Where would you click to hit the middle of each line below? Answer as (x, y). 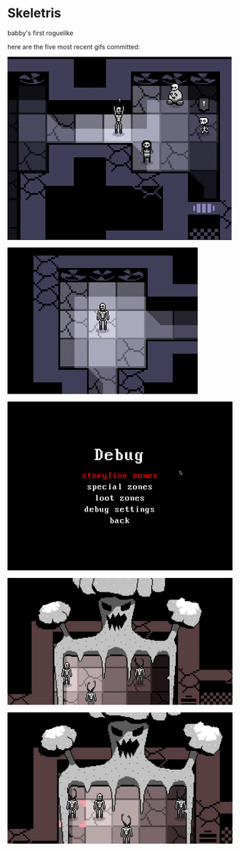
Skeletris (34, 13)
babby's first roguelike (40, 33)
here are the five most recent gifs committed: (74, 46)
